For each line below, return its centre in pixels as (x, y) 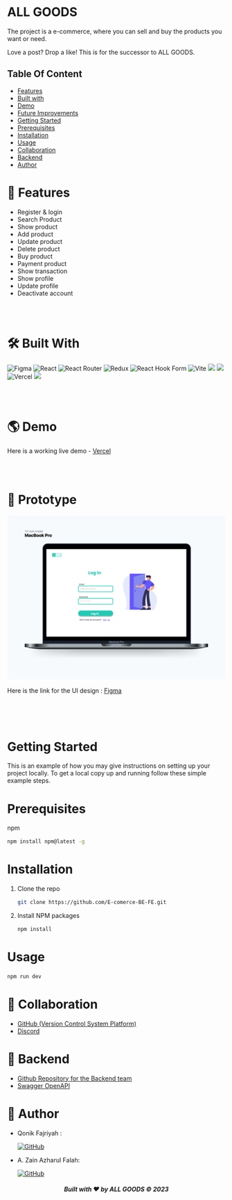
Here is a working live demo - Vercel (59, 451)
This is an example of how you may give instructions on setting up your (109, 766)
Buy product (35, 256)
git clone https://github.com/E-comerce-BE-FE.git (92, 903)
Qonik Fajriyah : (39, 1133)
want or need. (27, 38)
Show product (37, 227)
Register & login (39, 212)
